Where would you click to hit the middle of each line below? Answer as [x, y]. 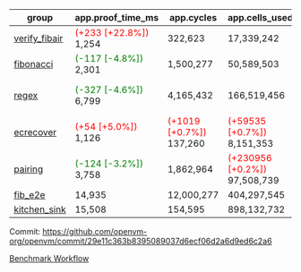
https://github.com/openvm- [95, 231]
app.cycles [193, 17]
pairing [29, 169]
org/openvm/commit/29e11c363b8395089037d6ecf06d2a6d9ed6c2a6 [141, 241]
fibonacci [34, 64]
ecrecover [35, 132]
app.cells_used [260, 17]
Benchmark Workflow [49, 258]
